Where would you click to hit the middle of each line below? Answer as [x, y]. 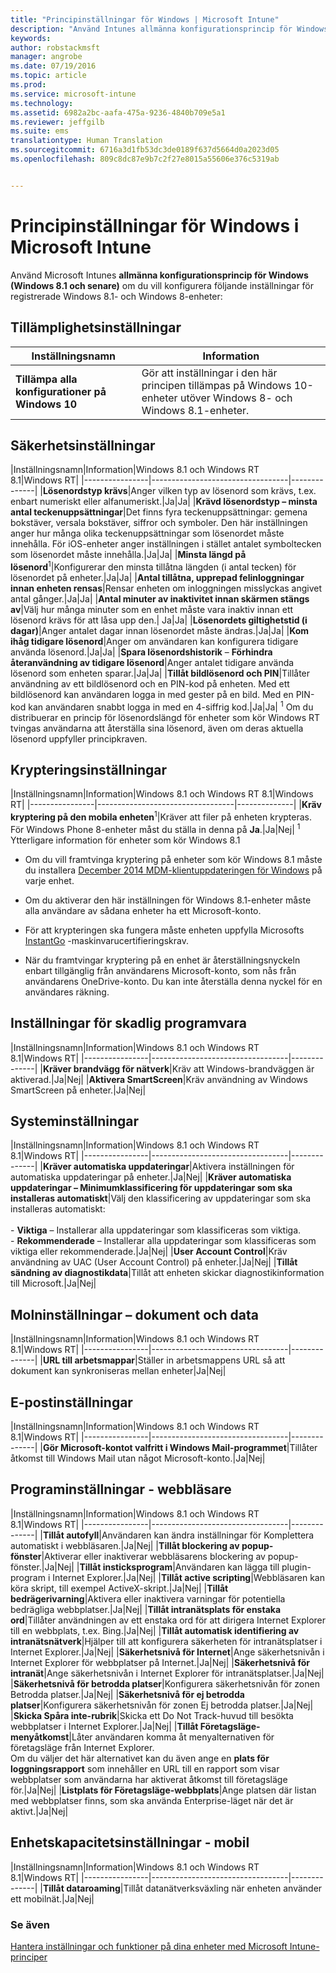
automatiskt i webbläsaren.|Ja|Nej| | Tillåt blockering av [125, 1545]
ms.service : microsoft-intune [73, 94]
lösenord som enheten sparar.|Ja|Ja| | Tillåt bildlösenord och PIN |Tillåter [160, 673]
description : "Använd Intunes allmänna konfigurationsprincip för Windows [169, 29]
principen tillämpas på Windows [216, 385]
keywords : [31, 38]
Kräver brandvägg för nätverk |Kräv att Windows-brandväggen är [178, 1068]
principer [29, 1957]
